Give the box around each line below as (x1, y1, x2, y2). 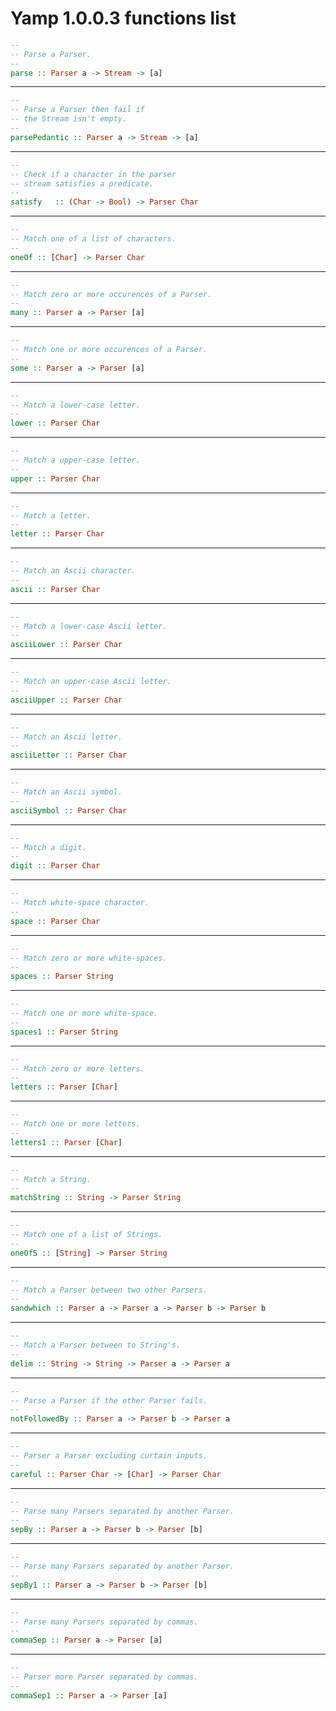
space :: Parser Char (10, 916, 101, 926)
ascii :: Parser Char (10, 584, 101, 594)
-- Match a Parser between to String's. (10, 1340, 182, 1351)
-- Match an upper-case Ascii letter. (10, 677, 172, 687)
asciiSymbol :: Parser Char (10, 805, 128, 816)
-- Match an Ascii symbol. (10, 787, 123, 797)
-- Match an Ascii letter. (10, 732, 123, 742)
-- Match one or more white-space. (10, 1008, 159, 1019)
